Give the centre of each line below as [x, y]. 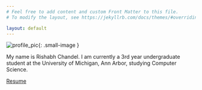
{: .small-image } [59, 45]
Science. [17, 70]
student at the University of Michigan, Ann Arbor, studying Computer [91, 63]
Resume [17, 81]
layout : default [26, 28]
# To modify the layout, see [43, 17]
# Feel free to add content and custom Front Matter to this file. [93, 12]
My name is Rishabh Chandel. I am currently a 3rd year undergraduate [93, 57]
